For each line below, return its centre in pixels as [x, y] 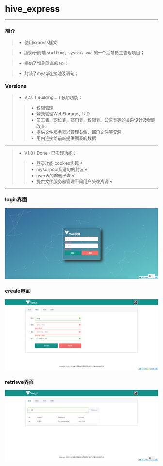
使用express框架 [41, 43]
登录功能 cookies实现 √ [59, 163]
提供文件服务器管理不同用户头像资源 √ [74, 181]
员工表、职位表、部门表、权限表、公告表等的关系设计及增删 [96, 120]
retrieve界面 [19, 382]
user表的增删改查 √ [56, 175]
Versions [16, 86]
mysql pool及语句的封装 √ [62, 169]
